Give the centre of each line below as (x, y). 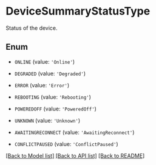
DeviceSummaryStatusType (78, 11)
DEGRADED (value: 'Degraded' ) (50, 73)
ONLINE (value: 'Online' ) (45, 61)
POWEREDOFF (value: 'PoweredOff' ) (55, 109)
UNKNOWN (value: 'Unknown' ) (47, 120)
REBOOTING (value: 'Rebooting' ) (53, 97)
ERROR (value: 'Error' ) (42, 85)
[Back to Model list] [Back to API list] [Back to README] (75, 155)
